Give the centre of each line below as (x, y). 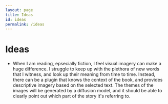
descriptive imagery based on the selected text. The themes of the (83, 85)
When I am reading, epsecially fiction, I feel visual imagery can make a (87, 64)
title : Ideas (19, 15)
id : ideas (16, 19)
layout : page (19, 10)
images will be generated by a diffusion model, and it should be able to (87, 91)
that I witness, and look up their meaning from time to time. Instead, (84, 74)
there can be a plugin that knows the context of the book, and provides (88, 80)
